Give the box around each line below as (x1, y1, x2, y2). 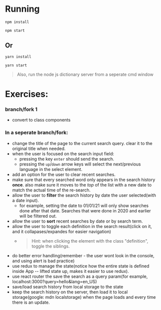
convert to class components (12, 117, 71, 123)
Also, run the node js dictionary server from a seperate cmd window (17, 71, 154, 77)
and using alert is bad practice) (12, 258, 75, 264)
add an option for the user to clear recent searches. (12, 171, 116, 177)
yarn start (5, 62, 27, 68)
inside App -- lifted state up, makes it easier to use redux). (12, 268, 129, 274)
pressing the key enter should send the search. (19, 156, 114, 162)
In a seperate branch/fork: (5, 129, 69, 136)
